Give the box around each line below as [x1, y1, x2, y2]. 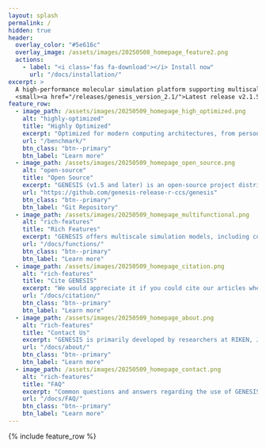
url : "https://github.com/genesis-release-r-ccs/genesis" [22, 188, 218, 197]
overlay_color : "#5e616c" [15, 41, 101, 49]
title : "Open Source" [22, 174, 93, 182]
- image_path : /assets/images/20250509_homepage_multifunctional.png [15, 211, 249, 219]
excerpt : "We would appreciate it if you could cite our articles [22, 285, 246, 293]
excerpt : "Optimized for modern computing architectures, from [22, 129, 236, 137]
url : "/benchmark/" [22, 136, 87, 145]
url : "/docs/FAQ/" [22, 395, 83, 403]
